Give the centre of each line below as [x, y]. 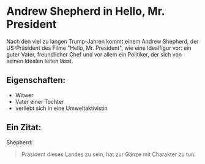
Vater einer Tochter [39, 101]
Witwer [24, 95]
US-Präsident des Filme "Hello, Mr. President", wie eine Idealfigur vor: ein [99, 48]
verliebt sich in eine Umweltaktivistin [61, 108]
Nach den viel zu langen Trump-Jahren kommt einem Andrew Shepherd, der [102, 41]
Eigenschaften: [36, 80]
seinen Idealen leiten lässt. [40, 61]
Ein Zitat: [24, 127]
